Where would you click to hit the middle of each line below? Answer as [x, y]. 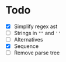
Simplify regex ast [36, 26]
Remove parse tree [37, 53]
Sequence [26, 46]
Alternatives [28, 40]
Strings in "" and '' [37, 33]
